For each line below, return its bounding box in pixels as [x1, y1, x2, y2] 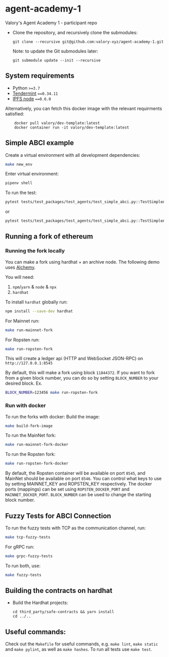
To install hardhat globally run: [5, 298, 68, 305]
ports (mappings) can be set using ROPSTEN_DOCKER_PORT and [5, 486, 130, 492]
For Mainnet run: [5, 318, 40, 324]
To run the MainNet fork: [5, 432, 56, 439]
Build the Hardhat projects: [12, 600, 68, 606]
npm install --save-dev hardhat [5, 309, 73, 314]
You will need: [5, 274, 34, 280]
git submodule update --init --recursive [12, 57, 101, 63]
